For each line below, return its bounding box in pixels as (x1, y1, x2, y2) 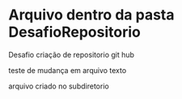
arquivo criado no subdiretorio (8, 81, 109, 91)
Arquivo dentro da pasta (8, 6, 175, 24)
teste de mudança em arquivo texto (8, 65, 127, 75)
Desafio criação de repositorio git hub (8, 49, 135, 59)
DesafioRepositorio (8, 23, 142, 41)
